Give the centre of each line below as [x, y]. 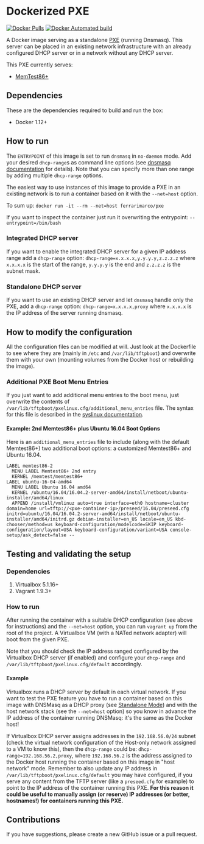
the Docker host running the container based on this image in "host [90, 762]
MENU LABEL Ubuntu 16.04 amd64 [51, 487]
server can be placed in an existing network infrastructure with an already [99, 46]
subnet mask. [23, 271]
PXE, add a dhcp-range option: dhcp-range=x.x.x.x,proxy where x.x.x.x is [99, 306]
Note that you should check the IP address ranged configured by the [92, 651]
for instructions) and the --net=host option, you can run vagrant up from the [102, 627]
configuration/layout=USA [39, 530]
